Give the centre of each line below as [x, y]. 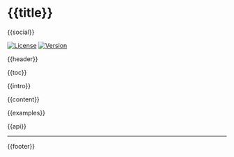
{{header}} [23, 59]
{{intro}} [19, 85]
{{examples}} [26, 113]
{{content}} [23, 99]
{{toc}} [17, 72]
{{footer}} [21, 146]
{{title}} [30, 13]
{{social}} [21, 32]
